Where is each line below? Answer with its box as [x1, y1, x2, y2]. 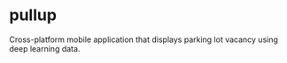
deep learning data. [9, 43, 81, 53]
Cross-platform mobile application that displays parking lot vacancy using [9, 34, 279, 45]
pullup [9, 5, 58, 25]
